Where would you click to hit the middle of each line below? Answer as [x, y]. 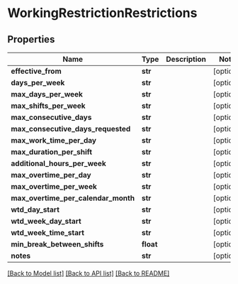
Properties [31, 39]
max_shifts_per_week [49, 106]
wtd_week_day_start [46, 221]
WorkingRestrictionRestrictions [102, 13]
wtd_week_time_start [48, 233]
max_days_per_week [47, 94]
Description [186, 59]
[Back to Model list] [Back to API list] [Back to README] [89, 273]
